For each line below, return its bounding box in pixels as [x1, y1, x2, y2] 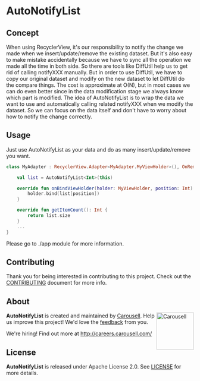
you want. [6, 152, 31, 159]
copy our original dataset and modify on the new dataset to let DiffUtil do [6, 75, 185, 82]
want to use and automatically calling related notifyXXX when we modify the [6, 100, 193, 108]
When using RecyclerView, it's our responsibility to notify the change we [6, 43, 183, 51]
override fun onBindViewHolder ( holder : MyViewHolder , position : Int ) [17, 185, 193, 191]
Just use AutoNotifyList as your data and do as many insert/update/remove [6, 146, 190, 153]
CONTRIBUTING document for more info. [6, 279, 107, 286]
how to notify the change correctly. [6, 113, 92, 120]
